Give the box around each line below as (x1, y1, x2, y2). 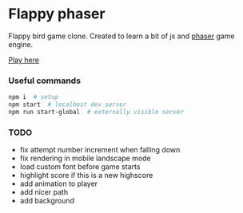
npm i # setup (8, 93, 59, 101)
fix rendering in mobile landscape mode (19, 153, 152, 164)
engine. (8, 39, 34, 49)
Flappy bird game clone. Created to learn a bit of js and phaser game (8, 31, 235, 41)
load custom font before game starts (19, 162, 141, 172)
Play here (8, 55, 40, 65)
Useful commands (8, 75, 82, 86)
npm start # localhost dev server (8, 101, 127, 108)
